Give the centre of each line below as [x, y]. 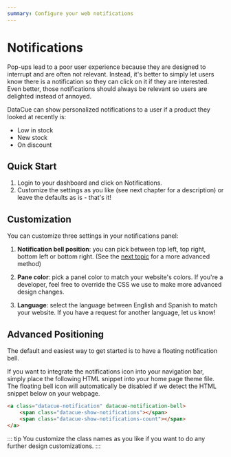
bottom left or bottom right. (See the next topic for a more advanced [113, 256]
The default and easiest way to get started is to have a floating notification [112, 351]
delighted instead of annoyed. [49, 96]
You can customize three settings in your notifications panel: [93, 236]
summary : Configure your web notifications [70, 13]
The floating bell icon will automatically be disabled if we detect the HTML [112, 386]
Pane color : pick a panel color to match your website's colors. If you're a [120, 277]
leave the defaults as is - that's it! [64, 198]
